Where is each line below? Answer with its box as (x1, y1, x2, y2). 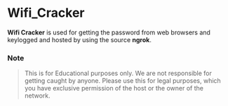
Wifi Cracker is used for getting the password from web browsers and (7, 28, 210, 37)
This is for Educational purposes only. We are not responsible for (24, 69, 213, 78)
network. (24, 91, 51, 100)
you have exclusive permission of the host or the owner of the (24, 84, 203, 93)
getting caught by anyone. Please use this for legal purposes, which (24, 77, 221, 85)
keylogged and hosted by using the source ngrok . (7, 35, 152, 44)
